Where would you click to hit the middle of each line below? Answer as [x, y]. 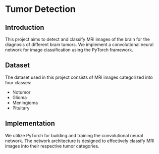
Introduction [25, 27]
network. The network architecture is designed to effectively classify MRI [80, 141]
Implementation [30, 124]
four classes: [18, 82]
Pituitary [21, 108]
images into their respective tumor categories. [52, 146]
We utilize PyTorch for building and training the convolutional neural [74, 135]
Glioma [20, 97]
